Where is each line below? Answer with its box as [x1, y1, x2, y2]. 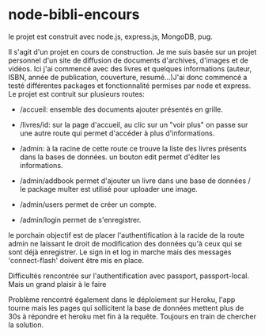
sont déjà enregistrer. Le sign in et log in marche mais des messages [8, 247, 232, 257]
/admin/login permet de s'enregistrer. [19, 215, 142, 224]
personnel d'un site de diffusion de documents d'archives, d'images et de [8, 55, 249, 65]
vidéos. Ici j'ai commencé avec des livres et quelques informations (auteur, [8, 63, 252, 73]
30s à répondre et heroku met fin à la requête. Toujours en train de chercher [8, 311, 257, 321]
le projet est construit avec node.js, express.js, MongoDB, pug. [8, 32, 214, 41]
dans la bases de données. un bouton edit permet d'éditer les [19, 152, 221, 162]
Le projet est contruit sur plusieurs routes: [8, 89, 145, 98]
